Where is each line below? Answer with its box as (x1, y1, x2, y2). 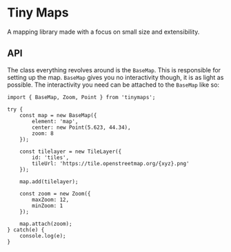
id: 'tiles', (32, 154, 70, 161)
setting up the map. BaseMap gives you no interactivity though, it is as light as (7, 73, 224, 81)
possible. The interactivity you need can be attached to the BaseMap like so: (7, 81, 219, 89)
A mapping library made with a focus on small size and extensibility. (7, 28, 200, 36)
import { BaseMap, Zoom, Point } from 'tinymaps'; (7, 94, 156, 101)
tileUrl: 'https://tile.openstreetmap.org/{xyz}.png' (32, 160, 190, 167)
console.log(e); (19, 232, 67, 239)
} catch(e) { (7, 226, 45, 233)
